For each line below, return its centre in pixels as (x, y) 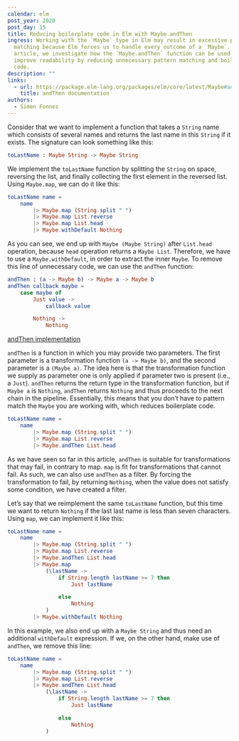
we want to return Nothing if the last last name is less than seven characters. (119, 511)
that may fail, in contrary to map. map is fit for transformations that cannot (114, 467)
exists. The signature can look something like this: (81, 142)
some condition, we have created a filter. (67, 489)
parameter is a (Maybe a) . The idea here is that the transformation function (116, 368)
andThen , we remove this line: (50, 646)
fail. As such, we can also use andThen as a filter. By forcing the (100, 474)
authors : (20, 100)
